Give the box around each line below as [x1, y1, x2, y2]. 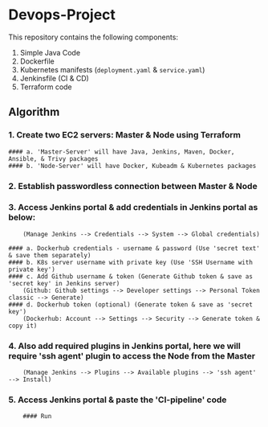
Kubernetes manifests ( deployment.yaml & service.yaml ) [19, 64, 205, 74]
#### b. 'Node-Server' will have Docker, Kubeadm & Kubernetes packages [8, 162, 257, 170]
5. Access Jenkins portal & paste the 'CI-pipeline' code [8, 394, 227, 405]
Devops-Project [8, 6, 116, 24]
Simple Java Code [19, 47, 81, 57]
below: [8, 211, 36, 223]
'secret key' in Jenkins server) [8, 279, 120, 287]
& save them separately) [8, 251, 91, 259]
